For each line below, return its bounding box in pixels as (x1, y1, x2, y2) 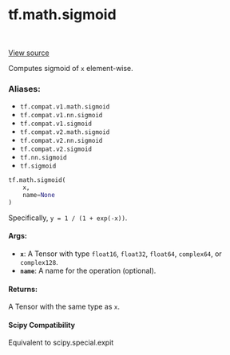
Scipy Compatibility (8, 320, 76, 329)
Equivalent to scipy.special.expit (8, 337, 114, 348)
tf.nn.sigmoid (19, 154, 67, 162)
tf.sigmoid (19, 162, 57, 171)
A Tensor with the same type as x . (8, 302, 120, 312)
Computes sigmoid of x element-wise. (8, 63, 133, 73)
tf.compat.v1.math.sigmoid (19, 103, 110, 111)
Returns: (8, 284, 38, 294)
